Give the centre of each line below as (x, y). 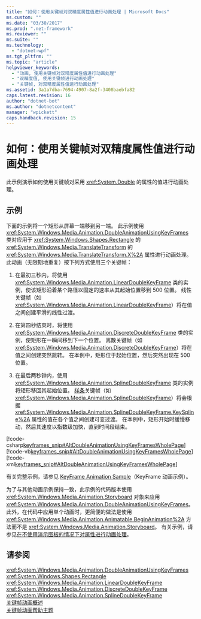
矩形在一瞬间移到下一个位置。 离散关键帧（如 (86, 340)
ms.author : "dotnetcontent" (41, 106)
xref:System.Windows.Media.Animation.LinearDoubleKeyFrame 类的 (99, 282)
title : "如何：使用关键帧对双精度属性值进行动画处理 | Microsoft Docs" (88, 12)
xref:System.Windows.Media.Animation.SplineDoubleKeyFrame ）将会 (101, 398)
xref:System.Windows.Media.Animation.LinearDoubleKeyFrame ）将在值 (103, 305)
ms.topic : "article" (32, 62)
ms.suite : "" (22, 40)
